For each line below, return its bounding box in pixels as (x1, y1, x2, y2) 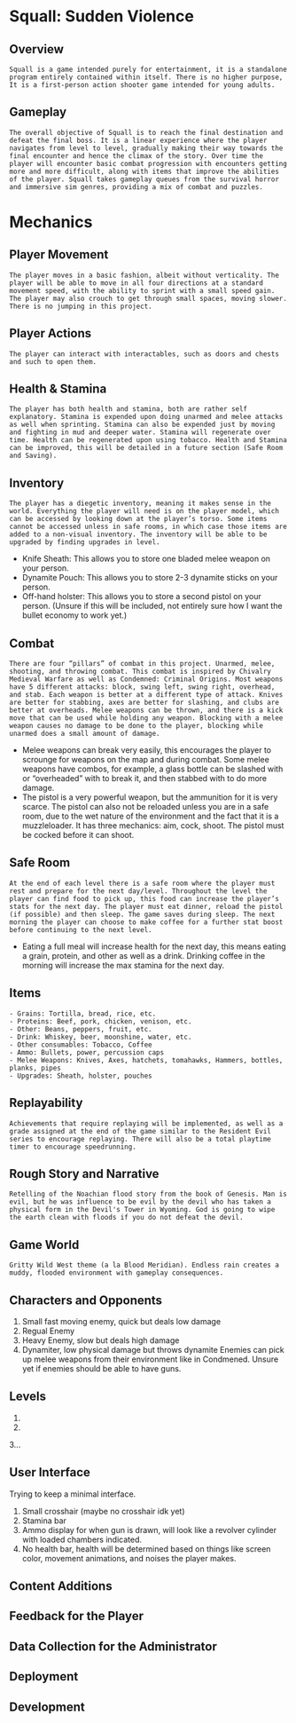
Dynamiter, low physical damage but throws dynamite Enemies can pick (21, 1344, 285, 1355)
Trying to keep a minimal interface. (9, 1489, 136, 1499)
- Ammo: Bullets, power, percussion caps (9, 1047, 165, 1057)
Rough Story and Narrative (9, 1166, 160, 1182)
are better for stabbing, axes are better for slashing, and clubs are (9, 699, 279, 707)
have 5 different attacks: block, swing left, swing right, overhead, (9, 683, 276, 692)
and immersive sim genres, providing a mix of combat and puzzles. (9, 182, 264, 192)
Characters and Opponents (9, 1292, 162, 1308)
